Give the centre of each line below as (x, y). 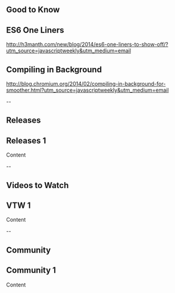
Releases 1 (26, 140)
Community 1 (31, 270)
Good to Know (33, 10)
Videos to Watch (37, 185)
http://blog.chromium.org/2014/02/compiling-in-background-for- (86, 84)
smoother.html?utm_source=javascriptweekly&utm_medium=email (87, 90)
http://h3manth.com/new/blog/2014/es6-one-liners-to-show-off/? (87, 45)
